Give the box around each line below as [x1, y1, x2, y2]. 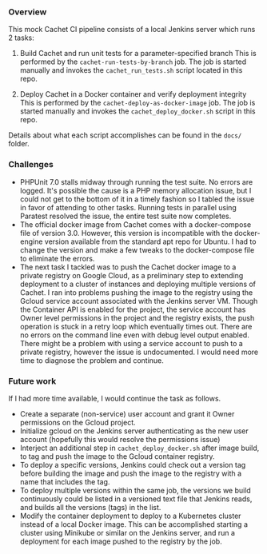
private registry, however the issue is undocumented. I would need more [19, 347, 259, 357]
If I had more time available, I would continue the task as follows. [8, 393, 221, 403]
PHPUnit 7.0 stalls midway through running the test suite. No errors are [19, 177, 253, 186]
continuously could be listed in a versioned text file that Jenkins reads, [19, 494, 253, 504]
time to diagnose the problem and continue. [19, 355, 164, 365]
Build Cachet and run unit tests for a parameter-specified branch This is [19, 49, 257, 58]
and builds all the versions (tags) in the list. [19, 502, 161, 512]
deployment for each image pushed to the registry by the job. [19, 536, 222, 546]
